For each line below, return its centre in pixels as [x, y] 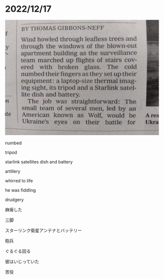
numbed [13, 143]
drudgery [14, 199]
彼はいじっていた [22, 261]
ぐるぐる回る [18, 251]
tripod [11, 152]
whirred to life [19, 180]
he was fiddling [20, 190]
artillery [13, 171]
